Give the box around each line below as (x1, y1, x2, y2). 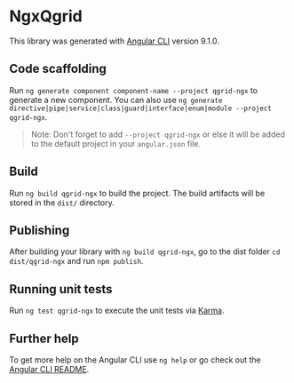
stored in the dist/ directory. (9, 197, 115, 208)
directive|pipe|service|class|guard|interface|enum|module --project (9, 104, 273, 113)
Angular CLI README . (9, 364, 90, 374)
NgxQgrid (9, 6, 83, 27)
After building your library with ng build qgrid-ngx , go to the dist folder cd (9, 246, 281, 257)
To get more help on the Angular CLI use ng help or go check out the (9, 355, 261, 365)
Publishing (9, 222, 70, 237)
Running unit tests (9, 282, 113, 297)
